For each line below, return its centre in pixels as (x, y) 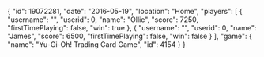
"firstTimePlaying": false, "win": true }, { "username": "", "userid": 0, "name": (132, 28)
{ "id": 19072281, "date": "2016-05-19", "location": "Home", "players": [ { (125, 11)
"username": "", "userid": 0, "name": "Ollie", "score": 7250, (103, 20)
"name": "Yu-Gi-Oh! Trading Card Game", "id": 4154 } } (97, 45)
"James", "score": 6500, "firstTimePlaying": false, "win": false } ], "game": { (130, 36)
